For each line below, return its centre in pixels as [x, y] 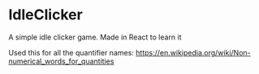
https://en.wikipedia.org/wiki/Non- [193, 52]
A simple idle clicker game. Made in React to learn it [95, 37]
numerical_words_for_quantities [61, 61]
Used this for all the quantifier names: [71, 52]
